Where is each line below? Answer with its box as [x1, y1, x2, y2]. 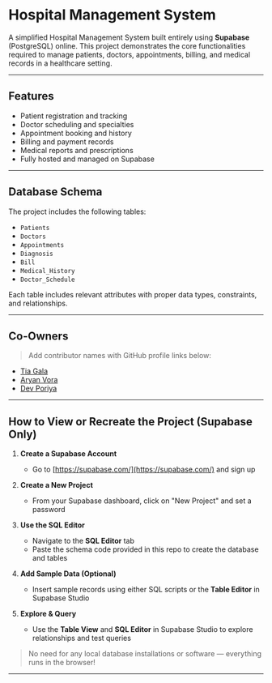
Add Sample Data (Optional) [19, 569, 117, 578]
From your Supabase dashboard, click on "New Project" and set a [32, 496, 253, 506]
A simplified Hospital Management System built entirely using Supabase [8, 32, 250, 42]
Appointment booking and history [19, 128, 132, 138]
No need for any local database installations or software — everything [28, 649, 261, 659]
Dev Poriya [19, 383, 57, 394]
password [32, 505, 66, 514]
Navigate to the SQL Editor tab [32, 536, 135, 546]
